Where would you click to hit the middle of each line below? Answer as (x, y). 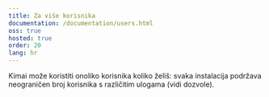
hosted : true (30, 38)
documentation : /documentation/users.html (81, 23)
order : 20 (25, 46)
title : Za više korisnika (52, 16)
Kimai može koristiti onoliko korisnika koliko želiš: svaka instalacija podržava (135, 76)
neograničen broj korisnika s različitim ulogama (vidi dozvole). (111, 84)
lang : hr (23, 53)
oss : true (25, 30)
